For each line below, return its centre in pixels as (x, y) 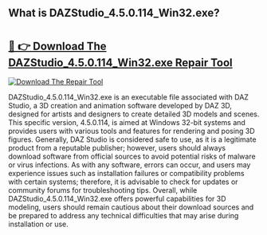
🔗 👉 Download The (57, 46)
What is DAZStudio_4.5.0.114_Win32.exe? (114, 13)
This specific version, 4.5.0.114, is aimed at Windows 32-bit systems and (127, 122)
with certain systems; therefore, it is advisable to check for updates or (123, 182)
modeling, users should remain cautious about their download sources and (131, 207)
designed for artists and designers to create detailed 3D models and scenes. (134, 114)
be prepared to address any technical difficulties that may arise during (124, 215)
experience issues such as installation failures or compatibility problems (126, 173)
